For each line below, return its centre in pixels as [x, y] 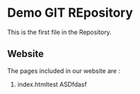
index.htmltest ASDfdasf [52, 84]
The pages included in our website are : [64, 70]
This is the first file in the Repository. [60, 32]
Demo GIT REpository [70, 13]
